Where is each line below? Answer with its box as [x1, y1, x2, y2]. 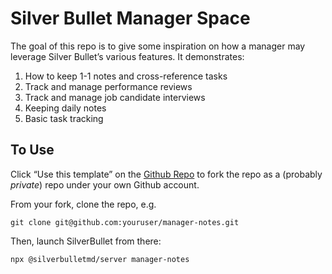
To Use [10, 142, 55, 159]
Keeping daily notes [24, 102, 107, 114]
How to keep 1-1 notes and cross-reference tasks [24, 70, 228, 82]
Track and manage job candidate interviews [24, 91, 206, 103]
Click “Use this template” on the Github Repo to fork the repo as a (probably [10, 168, 323, 180]
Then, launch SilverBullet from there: [10, 235, 162, 247]
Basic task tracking [24, 112, 104, 124]
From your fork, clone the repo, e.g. [10, 198, 157, 210]
